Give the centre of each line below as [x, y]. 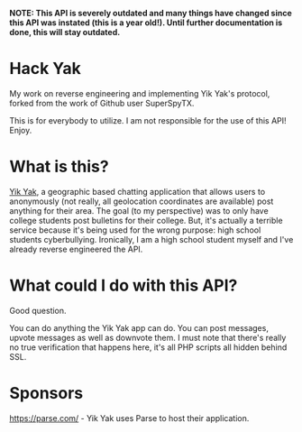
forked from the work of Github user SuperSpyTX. [102, 103]
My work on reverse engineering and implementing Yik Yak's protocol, [140, 93]
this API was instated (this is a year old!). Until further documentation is [146, 23]
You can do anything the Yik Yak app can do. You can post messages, [139, 327]
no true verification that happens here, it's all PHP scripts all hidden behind [148, 347]
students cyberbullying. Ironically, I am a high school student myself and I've [151, 239]
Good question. [38, 310]
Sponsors [46, 393]
